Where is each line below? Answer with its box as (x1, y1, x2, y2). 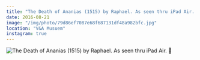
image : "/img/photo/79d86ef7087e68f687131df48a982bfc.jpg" (6, 20, 157, 26)
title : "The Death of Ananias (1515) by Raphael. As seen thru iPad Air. (6, 8, 195, 15)
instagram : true (6, 31, 47, 37)
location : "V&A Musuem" (6, 25, 66, 31)
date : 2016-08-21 (6, 14, 50, 20)
